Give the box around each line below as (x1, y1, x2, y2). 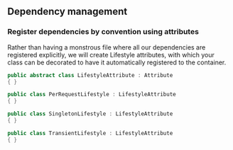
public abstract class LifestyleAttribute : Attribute (7, 71, 173, 79)
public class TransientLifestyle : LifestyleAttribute (7, 129, 173, 137)
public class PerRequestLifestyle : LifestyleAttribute (7, 91, 176, 98)
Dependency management (7, 6, 128, 18)
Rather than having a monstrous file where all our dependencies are (7, 42, 206, 52)
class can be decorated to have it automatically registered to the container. (7, 58, 227, 67)
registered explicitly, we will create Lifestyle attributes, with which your (7, 50, 215, 59)
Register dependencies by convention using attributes (7, 27, 199, 37)
